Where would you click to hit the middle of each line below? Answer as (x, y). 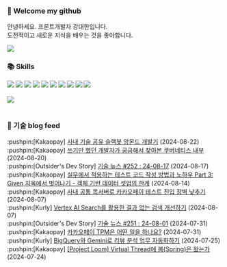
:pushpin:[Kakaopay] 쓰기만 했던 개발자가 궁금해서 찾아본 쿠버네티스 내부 (106, 150)
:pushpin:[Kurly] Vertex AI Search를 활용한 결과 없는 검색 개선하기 (97, 207)
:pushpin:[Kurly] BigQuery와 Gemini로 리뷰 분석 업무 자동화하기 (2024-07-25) (114, 240)
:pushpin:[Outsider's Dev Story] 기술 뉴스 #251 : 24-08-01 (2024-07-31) (108, 223)
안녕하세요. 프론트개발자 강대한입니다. (57, 27)
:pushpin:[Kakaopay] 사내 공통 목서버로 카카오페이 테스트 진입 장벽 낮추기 (107, 192)
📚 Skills (21, 66)
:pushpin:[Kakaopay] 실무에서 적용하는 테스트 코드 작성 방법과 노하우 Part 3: (110, 175)
